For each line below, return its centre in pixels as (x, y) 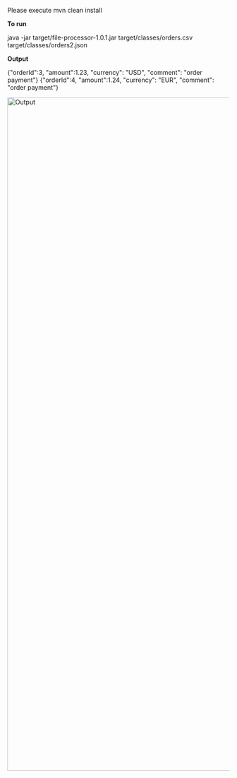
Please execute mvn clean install (55, 10)
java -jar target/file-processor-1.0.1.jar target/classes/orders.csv (100, 37)
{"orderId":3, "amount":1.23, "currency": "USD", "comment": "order (105, 72)
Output (18, 59)
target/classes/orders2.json (48, 45)
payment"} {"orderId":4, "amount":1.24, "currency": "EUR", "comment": (111, 80)
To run (17, 24)
